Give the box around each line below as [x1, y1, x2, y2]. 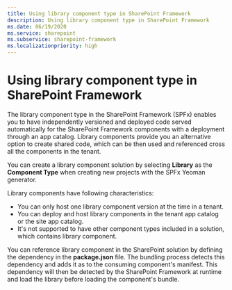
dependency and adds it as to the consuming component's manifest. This [7, 260, 218, 268]
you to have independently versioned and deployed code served [7, 118, 192, 126]
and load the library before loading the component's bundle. [7, 275, 179, 283]
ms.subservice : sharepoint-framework [7, 36, 117, 43]
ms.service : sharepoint [7, 29, 76, 37]
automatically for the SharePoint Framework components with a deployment [7, 124, 225, 133]
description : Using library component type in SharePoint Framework [7, 17, 210, 24]
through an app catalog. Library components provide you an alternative [7, 132, 211, 140]
